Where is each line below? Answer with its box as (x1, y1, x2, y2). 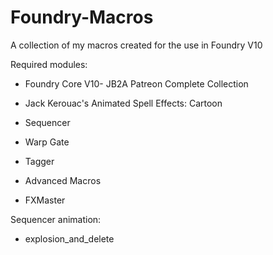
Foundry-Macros (10, 6, 154, 29)
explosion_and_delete (24, 232, 115, 245)
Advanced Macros (24, 174, 102, 186)
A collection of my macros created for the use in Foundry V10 (10, 39, 263, 51)
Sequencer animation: (10, 213, 102, 225)
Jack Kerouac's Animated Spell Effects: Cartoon (24, 97, 223, 109)
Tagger (24, 155, 55, 167)
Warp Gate (24, 136, 70, 148)
